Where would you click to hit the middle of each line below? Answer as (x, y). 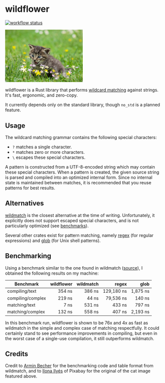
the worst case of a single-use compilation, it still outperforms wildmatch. (80, 338)
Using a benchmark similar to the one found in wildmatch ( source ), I (74, 268)
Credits (17, 354)
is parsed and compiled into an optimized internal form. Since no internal (79, 177)
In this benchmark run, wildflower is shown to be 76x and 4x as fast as (77, 323)
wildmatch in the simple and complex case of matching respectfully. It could (82, 328)
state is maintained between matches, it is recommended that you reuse (78, 183)
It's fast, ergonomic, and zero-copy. (41, 95)
